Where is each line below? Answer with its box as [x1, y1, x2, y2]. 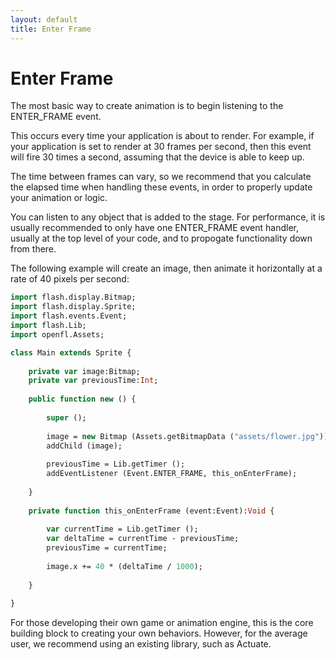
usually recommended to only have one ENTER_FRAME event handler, [10, 222, 299, 234]
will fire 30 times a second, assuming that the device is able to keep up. [10, 151, 305, 163]
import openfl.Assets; [10, 329, 105, 340]
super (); [46, 412, 87, 423]
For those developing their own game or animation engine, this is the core [10, 617, 314, 629]
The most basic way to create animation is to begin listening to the [10, 100, 284, 112]
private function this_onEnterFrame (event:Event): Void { [28, 506, 275, 516]
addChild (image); [46, 441, 123, 451]
